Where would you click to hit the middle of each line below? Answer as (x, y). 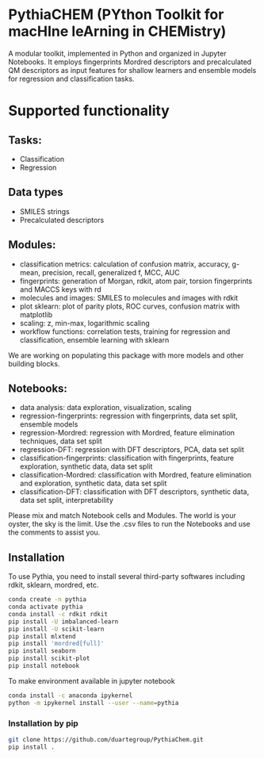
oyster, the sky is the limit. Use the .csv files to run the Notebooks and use (130, 524)
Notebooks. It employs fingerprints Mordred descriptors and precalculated (130, 62)
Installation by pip (44, 723)
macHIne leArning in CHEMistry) (117, 31)
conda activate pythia (46, 607)
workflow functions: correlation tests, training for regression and (125, 332)
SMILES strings (44, 211)
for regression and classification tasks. (71, 79)
